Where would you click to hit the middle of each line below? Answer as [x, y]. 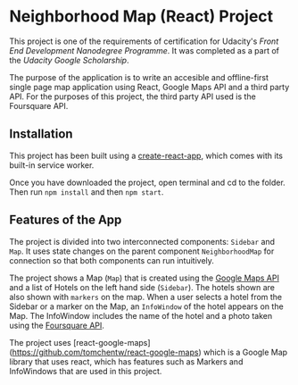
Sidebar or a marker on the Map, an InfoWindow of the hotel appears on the [146, 306]
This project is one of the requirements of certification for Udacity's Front [144, 41]
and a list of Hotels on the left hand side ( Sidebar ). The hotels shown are [142, 287]
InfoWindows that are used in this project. [86, 371]
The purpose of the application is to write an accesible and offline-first [139, 77]
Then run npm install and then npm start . [87, 192]
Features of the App [66, 220]
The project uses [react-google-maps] [80, 342]
